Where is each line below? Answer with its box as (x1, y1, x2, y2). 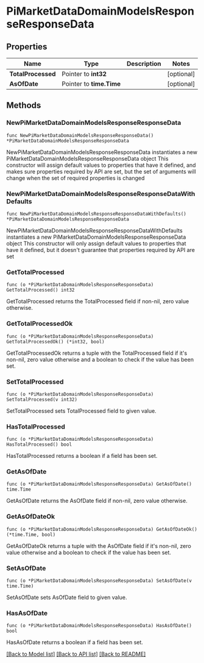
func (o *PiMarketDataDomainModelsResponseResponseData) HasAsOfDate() (6, 623, 192, 629)
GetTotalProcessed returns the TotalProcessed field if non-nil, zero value (6, 298, 189, 305)
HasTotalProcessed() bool (6, 441, 72, 448)
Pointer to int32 (62, 70, 107, 78)
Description (127, 60, 161, 68)
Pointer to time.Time (62, 80, 121, 88)
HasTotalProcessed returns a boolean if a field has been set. (6, 452, 158, 460)
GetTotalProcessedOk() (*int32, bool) (6, 339, 105, 345)
